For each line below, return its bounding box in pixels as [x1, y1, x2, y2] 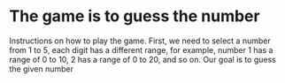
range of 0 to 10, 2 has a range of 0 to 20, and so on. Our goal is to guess [9, 54, 276, 64]
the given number [9, 64, 73, 74]
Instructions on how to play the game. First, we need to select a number [9, 35, 272, 46]
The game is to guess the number [9, 6, 260, 26]
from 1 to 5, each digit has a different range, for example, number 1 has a [9, 44, 273, 55]
